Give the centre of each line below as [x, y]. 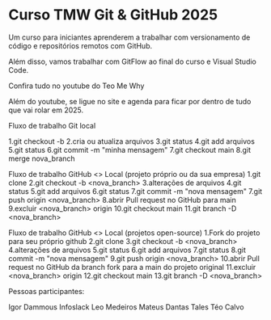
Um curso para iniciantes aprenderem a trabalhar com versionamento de [129, 37]
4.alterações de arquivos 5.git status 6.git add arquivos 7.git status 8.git [127, 250]
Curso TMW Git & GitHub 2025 [113, 15]
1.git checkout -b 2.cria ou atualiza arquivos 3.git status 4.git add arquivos [131, 141]
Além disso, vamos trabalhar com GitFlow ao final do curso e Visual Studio [132, 61]
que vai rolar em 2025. [46, 110]
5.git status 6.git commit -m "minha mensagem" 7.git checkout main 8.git [130, 149]
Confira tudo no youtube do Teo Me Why [76, 86]
